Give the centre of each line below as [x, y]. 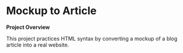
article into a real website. [38, 45]
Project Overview [28, 27]
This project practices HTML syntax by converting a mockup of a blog [92, 38]
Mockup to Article [51, 11]
